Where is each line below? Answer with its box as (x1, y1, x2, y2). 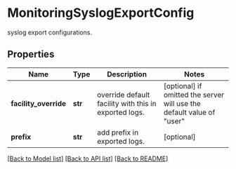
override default (97, 90, 150, 100)
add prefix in (97, 128, 139, 137)
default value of (163, 107, 216, 117)
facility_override (11, 98, 67, 108)
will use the (163, 98, 202, 108)
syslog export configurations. (7, 28, 93, 36)
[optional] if (163, 81, 202, 90)
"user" (163, 116, 185, 126)
